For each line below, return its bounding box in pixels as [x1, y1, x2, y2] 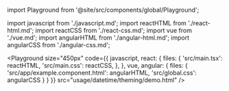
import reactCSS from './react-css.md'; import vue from [35, 27, 192, 34]
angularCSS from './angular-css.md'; [7, 41, 111, 49]
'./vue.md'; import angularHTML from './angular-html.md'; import [7, 34, 190, 42]
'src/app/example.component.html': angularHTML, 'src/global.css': [7, 68, 197, 77]
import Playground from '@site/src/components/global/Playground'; [7, 6, 200, 14]
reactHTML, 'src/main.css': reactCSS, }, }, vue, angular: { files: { [7, 62, 189, 69]
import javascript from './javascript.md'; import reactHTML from [7, 19, 187, 27]
